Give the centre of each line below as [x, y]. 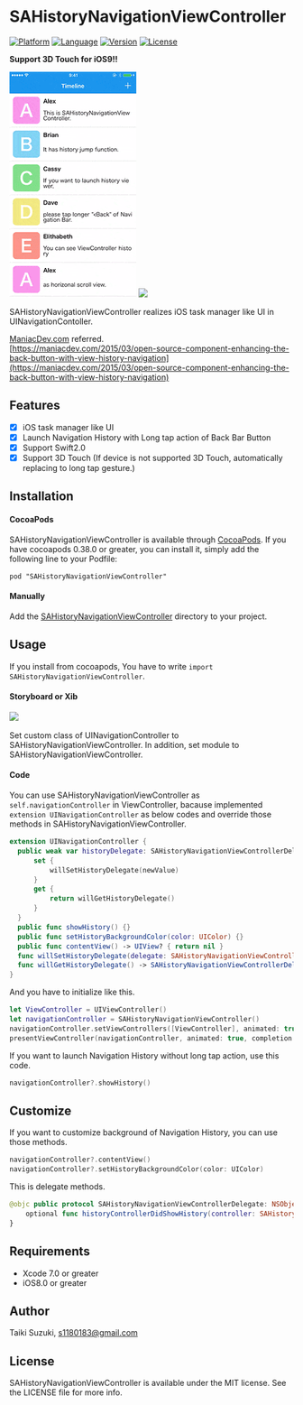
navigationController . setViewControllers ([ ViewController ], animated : [145, 1029]
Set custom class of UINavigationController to [94, 735]
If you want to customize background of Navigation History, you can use [143, 1132]
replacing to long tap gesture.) [78, 468]
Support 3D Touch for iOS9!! [64, 59]
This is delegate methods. [57, 1187]
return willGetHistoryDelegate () [112, 899]
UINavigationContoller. [51, 321]
